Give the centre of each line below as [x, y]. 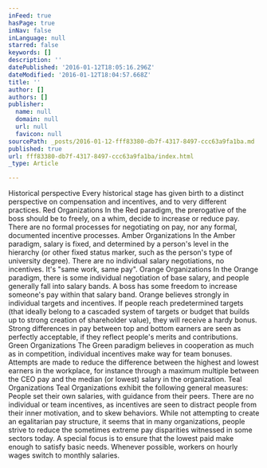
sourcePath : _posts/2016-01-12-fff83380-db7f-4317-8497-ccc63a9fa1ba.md [132, 141]
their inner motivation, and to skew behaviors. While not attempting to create [134, 413]
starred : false [33, 45]
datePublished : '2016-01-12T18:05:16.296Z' [82, 68]
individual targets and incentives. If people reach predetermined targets [126, 303]
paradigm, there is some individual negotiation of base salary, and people [129, 278]
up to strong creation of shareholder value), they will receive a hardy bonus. [133, 320]
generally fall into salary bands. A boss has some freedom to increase [123, 287]
